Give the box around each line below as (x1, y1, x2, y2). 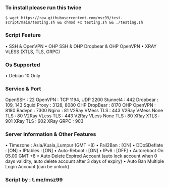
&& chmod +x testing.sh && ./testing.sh (57, 20, 143, 25)
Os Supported (5, 61, 40, 68)
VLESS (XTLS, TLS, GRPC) (5, 49, 61, 55)
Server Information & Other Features (5, 131, 96, 138)
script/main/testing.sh (5, 20, 55, 25)
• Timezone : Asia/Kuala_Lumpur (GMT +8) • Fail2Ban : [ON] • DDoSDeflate (5, 142, 163, 148)
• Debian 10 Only (5, 72, 40, 78)
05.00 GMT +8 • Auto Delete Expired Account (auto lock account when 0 (5, 153, 157, 159)
